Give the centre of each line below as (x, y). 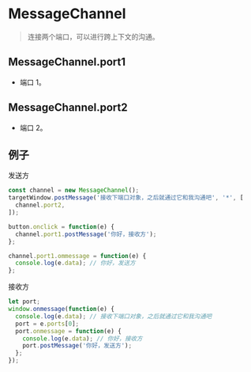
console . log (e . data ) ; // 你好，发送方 (75, 263)
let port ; (24, 302)
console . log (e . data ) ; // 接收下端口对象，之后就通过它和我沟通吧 (114, 316)
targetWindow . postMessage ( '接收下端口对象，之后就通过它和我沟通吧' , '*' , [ (126, 198)
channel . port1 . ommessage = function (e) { (77, 256)
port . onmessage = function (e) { (69, 331)
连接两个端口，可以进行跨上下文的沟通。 (93, 36)
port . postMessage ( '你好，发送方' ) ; (77, 346)
